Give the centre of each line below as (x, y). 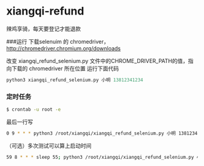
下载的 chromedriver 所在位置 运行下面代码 (65, 68)
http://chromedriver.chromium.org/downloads (64, 48)
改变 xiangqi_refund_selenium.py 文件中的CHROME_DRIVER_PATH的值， (97, 61)
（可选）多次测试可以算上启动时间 (49, 145)
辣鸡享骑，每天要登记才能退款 (43, 28)
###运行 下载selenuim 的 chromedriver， (58, 41)
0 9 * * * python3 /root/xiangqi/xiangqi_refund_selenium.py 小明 (91, 133)
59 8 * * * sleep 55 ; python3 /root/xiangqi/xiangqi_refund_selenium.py (100, 157)
